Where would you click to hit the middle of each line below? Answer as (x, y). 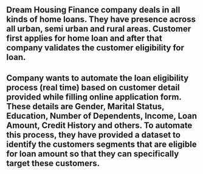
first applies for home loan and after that (84, 38)
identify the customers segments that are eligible (101, 144)
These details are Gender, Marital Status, (85, 106)
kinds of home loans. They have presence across (101, 20)
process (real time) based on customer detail (93, 87)
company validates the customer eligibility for (95, 48)
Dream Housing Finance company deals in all (93, 10)
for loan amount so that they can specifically (93, 154)
